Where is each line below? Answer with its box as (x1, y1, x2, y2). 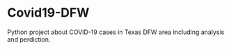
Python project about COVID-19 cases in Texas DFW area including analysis (7, 28, 225, 36)
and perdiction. (7, 35, 51, 43)
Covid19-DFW (7, 5, 90, 21)
